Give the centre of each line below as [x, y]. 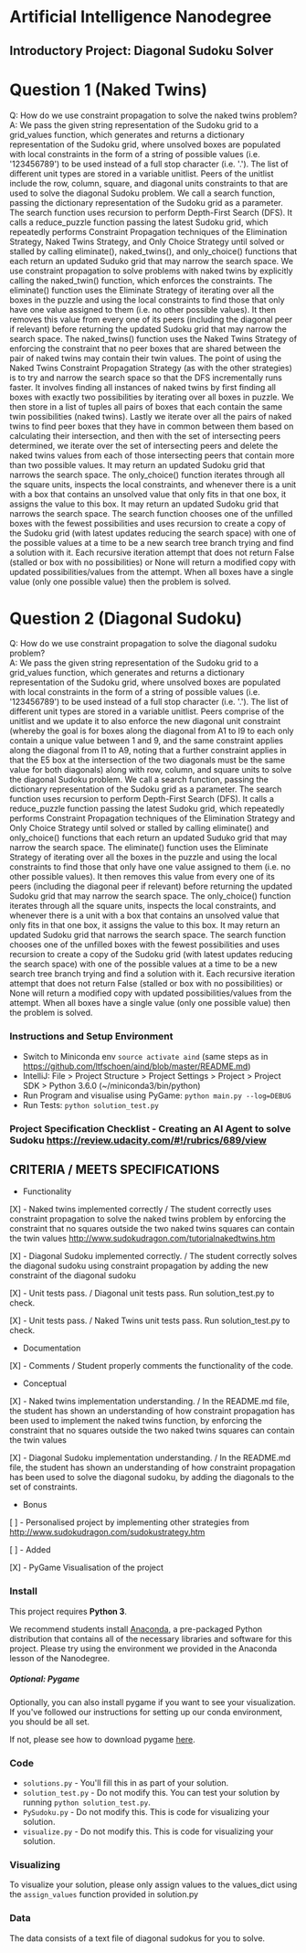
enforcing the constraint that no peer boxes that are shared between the [145, 348]
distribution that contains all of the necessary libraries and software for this [151, 1638]
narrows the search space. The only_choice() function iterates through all [147, 475]
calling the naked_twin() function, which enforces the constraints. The [141, 280]
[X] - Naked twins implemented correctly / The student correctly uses [141, 1210]
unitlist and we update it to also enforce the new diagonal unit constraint [145, 721]
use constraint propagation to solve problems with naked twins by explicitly [152, 271]
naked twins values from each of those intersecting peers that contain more [152, 455]
